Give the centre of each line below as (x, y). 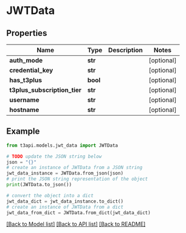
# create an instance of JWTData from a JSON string (74, 168)
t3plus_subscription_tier (46, 90)
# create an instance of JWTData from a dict (65, 207)
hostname (24, 110)
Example (23, 131)
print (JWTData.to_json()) (39, 185)
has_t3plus (26, 80)
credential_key (31, 70)
